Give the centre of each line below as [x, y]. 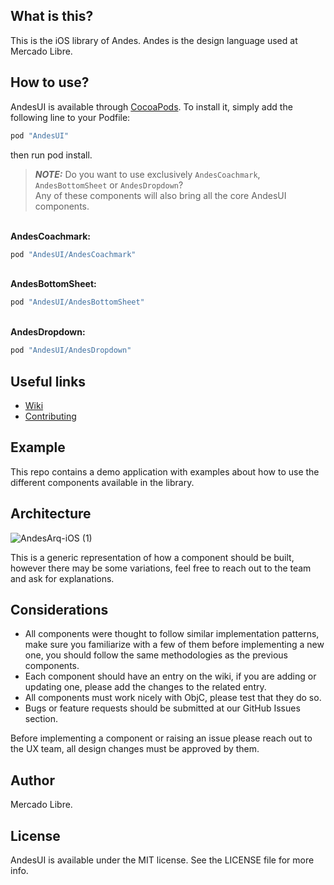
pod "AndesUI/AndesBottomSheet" [77, 302]
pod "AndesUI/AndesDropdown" [71, 350]
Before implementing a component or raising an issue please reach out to [161, 738]
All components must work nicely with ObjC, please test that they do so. [173, 698]
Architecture [51, 514]
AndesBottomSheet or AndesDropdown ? [109, 185]
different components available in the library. [102, 482]
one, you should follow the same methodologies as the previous [156, 655]
